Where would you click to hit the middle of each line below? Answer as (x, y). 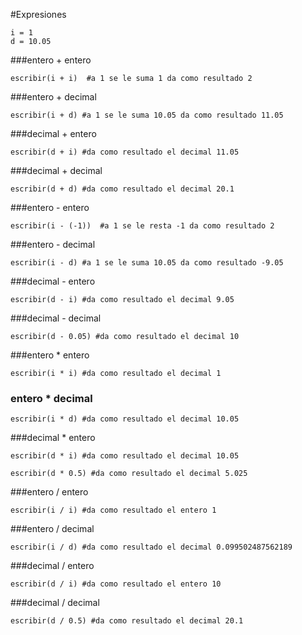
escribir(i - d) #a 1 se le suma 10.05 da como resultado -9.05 (147, 263)
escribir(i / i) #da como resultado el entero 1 (113, 510)
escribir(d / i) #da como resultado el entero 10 (116, 584)
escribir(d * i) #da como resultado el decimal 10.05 (125, 456)
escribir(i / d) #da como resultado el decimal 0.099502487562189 (151, 547)
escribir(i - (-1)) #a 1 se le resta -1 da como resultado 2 (142, 226)
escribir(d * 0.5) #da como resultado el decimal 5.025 (129, 474)
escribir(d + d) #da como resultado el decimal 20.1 (122, 189)
